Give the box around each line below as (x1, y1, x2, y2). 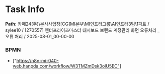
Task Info (5, 4, 45, 15)
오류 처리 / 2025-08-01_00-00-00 (5, 33, 74, 39)
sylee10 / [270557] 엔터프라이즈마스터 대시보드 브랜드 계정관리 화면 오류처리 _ (5, 27, 160, 33)
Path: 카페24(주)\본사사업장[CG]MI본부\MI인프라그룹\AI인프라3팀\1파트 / (5, 21, 149, 27)
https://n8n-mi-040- (16, 58, 59, 64)
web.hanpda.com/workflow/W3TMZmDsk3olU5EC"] (12, 63, 122, 69)
